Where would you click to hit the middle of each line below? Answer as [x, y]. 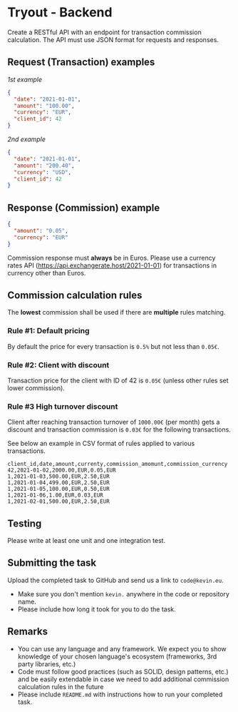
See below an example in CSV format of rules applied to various [101, 444]
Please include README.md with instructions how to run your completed [120, 694]
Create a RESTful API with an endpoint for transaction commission [104, 32]
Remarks [28, 632]
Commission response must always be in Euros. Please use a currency [112, 258]
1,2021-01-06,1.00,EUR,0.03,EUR [55, 495]
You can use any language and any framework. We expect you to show [122, 649]
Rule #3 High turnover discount [63, 406]
